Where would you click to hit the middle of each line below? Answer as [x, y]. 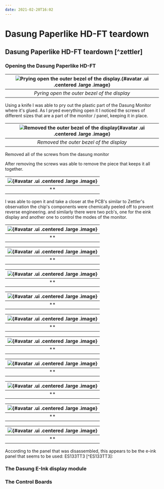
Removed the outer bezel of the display [82, 142]
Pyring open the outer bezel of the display [82, 93]
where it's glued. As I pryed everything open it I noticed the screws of [75, 110]
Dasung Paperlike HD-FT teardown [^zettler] [74, 52]
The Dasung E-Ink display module [46, 469]
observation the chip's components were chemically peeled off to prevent [79, 206]
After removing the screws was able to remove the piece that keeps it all [78, 164]
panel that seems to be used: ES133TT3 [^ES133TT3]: [59, 456]
